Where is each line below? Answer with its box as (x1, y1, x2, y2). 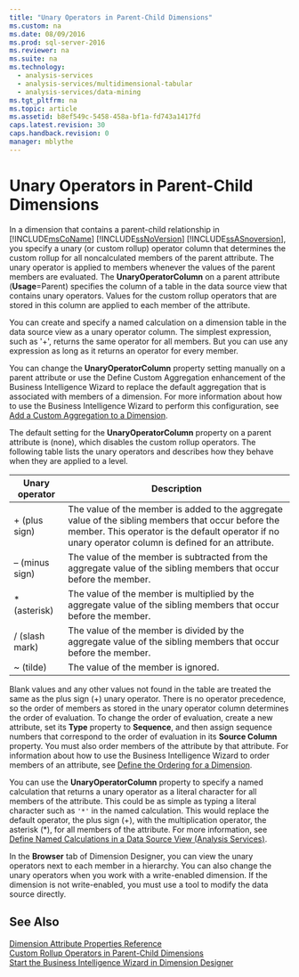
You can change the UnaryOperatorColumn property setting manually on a (9, 362, 286, 373)
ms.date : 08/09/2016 (9, 29, 86, 38)
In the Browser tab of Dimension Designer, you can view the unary (9, 851, 254, 861)
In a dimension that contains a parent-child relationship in (9, 224, 220, 234)
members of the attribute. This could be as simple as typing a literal (9, 795, 256, 806)
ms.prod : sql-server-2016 (9, 37, 105, 47)
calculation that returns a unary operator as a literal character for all (9, 786, 257, 797)
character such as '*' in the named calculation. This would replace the (9, 805, 270, 816)
